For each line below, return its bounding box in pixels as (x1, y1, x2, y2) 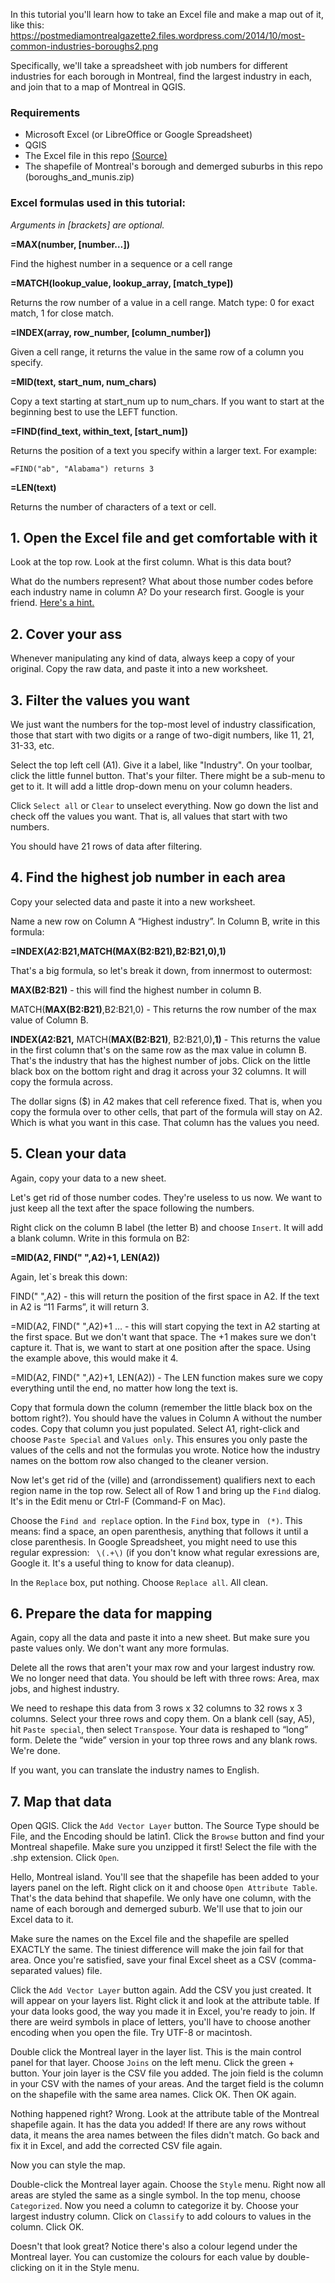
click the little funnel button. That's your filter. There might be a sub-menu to (10, 770, 326, 782)
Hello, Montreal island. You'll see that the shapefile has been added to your (10, 1871, 320, 1883)
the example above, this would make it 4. (10, 1352, 179, 1364)
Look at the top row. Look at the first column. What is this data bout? (10, 556, 292, 568)
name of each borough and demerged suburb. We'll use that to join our (10, 1903, 303, 1915)
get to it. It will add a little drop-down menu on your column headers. (10, 780, 293, 793)
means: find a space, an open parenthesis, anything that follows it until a (10, 1525, 309, 1537)
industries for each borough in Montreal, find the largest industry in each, (10, 70, 313, 82)
